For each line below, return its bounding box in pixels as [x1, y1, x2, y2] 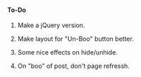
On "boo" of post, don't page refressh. [17, 62, 130, 70]
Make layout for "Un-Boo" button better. [17, 35, 134, 43]
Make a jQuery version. [17, 21, 85, 29]
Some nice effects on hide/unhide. [17, 48, 118, 57]
